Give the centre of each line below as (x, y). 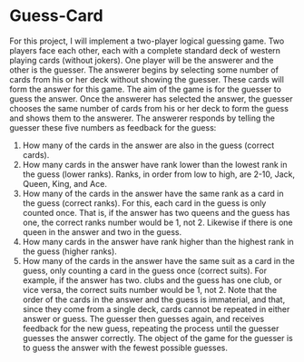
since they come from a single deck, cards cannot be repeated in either (156, 308)
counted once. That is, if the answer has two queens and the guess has (156, 212)
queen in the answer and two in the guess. (102, 231)
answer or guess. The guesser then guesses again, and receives (143, 318)
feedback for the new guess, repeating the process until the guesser (151, 328)
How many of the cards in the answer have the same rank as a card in (153, 193)
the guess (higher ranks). (70, 251)
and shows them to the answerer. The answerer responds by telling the (142, 118)
